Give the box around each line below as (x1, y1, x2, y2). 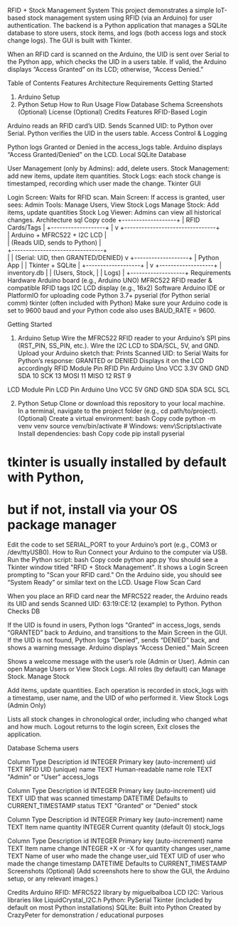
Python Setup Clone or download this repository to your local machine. (17, 399, 225, 407)
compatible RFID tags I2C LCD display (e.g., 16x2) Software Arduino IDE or (7, 284, 225, 292)
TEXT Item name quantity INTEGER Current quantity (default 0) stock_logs (7, 823, 225, 831)
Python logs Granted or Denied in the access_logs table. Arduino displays (7, 143, 222, 151)
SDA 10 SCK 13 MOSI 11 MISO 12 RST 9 (17, 372, 131, 379)
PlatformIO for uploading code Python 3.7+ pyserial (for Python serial (7, 291, 210, 299)
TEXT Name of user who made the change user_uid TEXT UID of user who (7, 852, 225, 861)
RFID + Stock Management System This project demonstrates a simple (7, 6, 215, 14)
